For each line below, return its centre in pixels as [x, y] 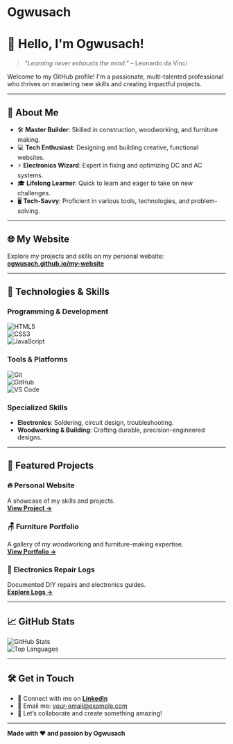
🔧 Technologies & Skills [58, 292]
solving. [28, 211]
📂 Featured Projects [51, 466]
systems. [30, 175]
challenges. [34, 193]
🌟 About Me [33, 112]
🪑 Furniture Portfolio [43, 526]
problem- [204, 201]
